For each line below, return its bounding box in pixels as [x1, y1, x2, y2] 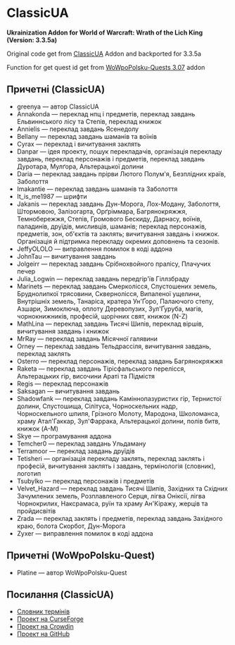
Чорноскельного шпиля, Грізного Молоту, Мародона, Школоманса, [16, 409, 220, 417]
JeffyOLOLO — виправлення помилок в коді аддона [16, 245, 173, 253]
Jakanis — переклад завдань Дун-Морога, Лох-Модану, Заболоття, [16, 199, 221, 208]
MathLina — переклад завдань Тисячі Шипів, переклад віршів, [16, 319, 204, 328]
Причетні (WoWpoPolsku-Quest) [6, 550, 155, 562]
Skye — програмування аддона [16, 431, 112, 440]
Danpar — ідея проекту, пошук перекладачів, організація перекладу [16, 147, 222, 156]
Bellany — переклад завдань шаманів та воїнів [16, 132, 158, 140]
